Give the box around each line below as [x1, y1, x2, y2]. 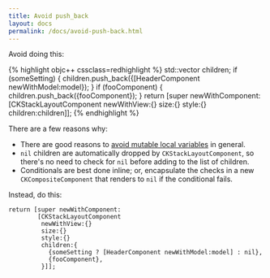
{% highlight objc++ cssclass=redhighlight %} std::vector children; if [8, 65, 238, 75]
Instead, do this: [8, 190, 62, 200]
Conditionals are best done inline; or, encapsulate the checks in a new [19, 166, 255, 176]
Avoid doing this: [8, 50, 65, 59]
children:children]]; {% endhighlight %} [8, 108, 139, 118]
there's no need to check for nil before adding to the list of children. [19, 157, 250, 167]
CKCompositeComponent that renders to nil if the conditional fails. [19, 174, 234, 184]
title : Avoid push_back [8, 11, 89, 20]
